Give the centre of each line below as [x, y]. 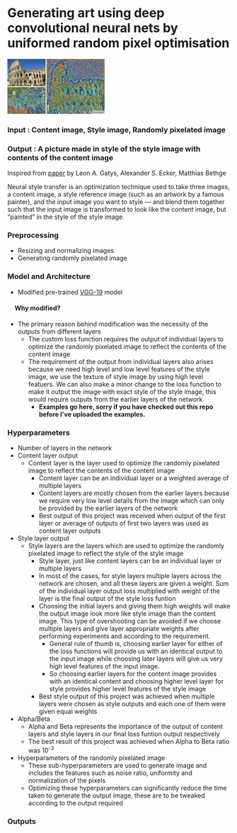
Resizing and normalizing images [66, 251]
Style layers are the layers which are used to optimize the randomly [126, 546]
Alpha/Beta [34, 719]
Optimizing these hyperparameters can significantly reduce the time [127, 788]
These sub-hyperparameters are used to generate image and [117, 765]
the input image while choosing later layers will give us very [136, 659]
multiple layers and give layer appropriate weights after [119, 629]
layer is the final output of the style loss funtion [107, 599]
